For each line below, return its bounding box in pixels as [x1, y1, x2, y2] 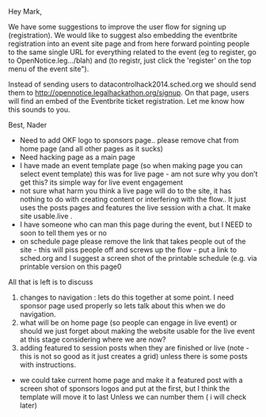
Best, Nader [8, 121, 47, 129]
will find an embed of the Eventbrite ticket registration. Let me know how [8, 97, 245, 105]
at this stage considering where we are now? [19, 335, 166, 344]
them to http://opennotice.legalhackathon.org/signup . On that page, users [8, 88, 249, 98]
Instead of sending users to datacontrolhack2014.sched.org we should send [8, 79, 256, 89]
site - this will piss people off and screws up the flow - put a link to [19, 245, 237, 254]
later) [19, 400, 38, 410]
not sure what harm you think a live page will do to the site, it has [19, 186, 232, 195]
